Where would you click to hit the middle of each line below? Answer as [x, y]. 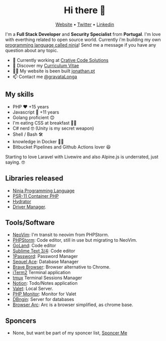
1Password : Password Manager [45, 256]
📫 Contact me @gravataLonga [45, 77]
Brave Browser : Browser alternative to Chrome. [62, 267]
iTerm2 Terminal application [41, 273]
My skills [20, 94]
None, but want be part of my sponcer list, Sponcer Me [70, 333]
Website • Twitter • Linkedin [85, 24]
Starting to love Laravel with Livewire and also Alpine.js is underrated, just [82, 157]
